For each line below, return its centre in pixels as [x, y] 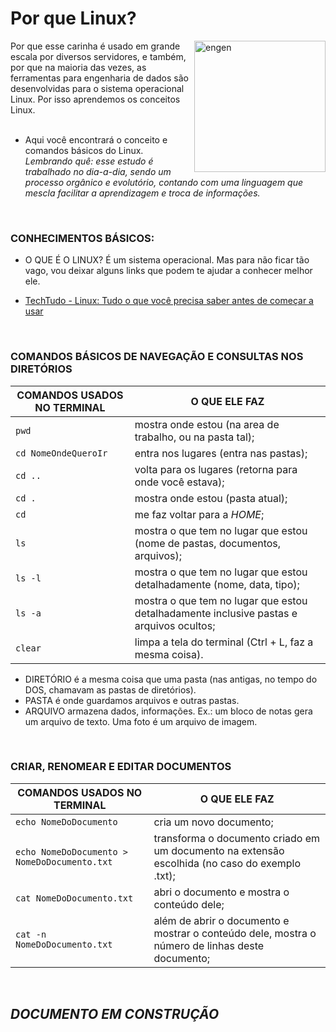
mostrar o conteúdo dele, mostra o [235, 933]
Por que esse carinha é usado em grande [95, 46]
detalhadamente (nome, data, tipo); [217, 584]
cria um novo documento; [213, 822]
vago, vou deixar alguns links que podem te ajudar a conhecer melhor [168, 271]
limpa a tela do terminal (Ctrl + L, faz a [224, 642]
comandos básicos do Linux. [84, 150]
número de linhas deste [209, 945]
